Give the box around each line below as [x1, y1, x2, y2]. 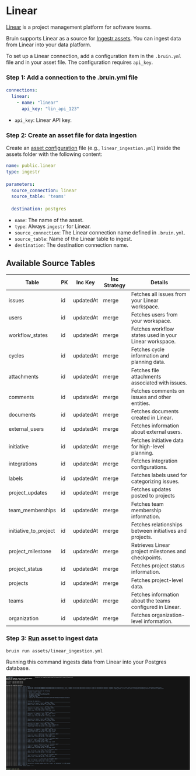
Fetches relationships [131, 520, 183, 528]
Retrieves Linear [131, 542, 170, 549]
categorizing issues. [131, 478, 180, 485]
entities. [131, 400, 150, 407]
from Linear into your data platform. [6, 41, 92, 48]
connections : [6, 87, 38, 93]
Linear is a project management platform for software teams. [6, 23, 152, 30]
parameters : [6, 181, 35, 187]
